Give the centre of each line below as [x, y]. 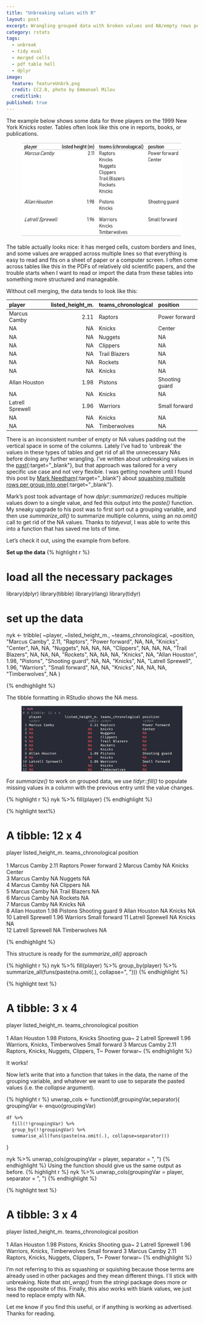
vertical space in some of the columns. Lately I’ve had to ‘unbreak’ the [94, 446]
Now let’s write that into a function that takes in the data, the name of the [97, 1074]
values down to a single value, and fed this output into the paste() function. [100, 503]
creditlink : [27, 96]
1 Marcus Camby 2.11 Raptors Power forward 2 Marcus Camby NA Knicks [98, 865]
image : [15, 77]
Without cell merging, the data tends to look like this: [72, 291]
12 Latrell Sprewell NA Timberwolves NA [57, 930]
